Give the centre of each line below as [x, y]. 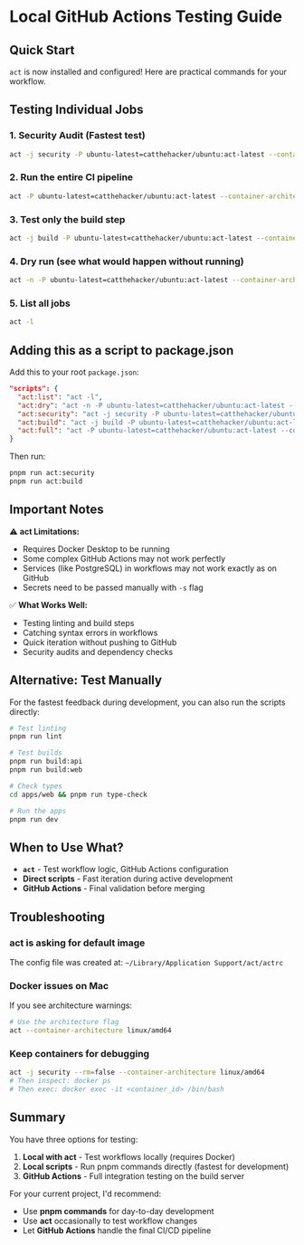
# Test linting [38, 728]
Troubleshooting [57, 917]
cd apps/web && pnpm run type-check [78, 794]
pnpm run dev [34, 819]
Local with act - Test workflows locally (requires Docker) [128, 1156]
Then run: [28, 456]
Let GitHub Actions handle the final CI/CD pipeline [117, 1230]
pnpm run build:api [46, 762]
